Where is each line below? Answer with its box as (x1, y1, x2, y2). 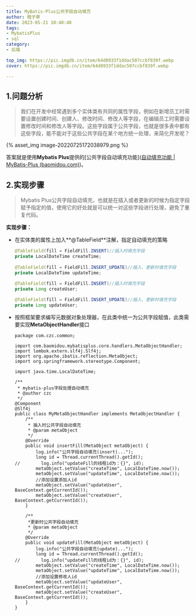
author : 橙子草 (6, 14, 40, 20)
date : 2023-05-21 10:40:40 (6, 19, 72, 25)
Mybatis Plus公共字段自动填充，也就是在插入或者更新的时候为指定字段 (20, 197, 190, 204)
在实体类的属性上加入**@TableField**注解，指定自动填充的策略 (14, 236, 168, 244)
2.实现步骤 (6, 180, 45, 190)
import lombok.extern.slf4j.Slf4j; (14, 348, 102, 354)
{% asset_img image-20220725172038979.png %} (6, 142, 129, 149)
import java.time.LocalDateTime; (14, 368, 97, 375)
